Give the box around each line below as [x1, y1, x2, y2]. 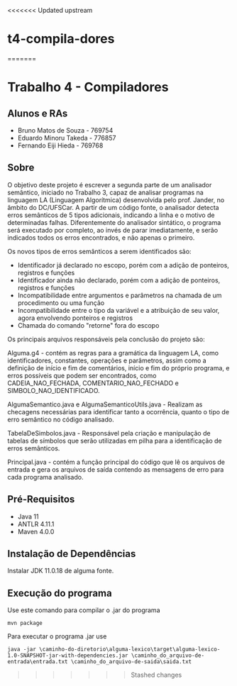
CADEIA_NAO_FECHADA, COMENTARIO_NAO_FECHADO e [7, 379, 179, 387]
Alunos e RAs [7, 107, 68, 119]
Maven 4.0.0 [17, 527, 55, 536]
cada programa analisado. [7, 472, 84, 481]
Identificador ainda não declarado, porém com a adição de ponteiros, [17, 276, 221, 284]
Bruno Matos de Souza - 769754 [17, 126, 114, 134]
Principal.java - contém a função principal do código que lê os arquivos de [7, 458, 226, 466]
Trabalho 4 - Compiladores [7, 79, 169, 95]
